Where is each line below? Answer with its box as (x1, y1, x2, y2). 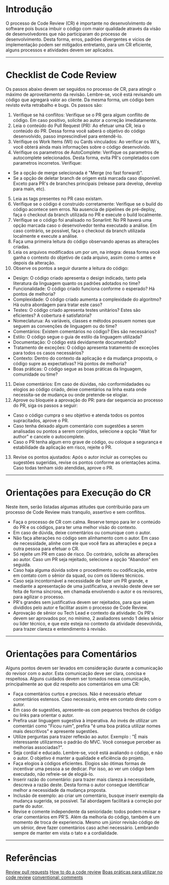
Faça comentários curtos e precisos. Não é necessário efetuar (13, 691, 142, 697)
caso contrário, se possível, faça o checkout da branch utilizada (13, 228, 145, 234)
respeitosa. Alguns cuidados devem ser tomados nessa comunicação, (6, 675, 151, 682)
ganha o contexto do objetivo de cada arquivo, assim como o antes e (13, 254, 156, 260)
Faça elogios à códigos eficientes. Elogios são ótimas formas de (13, 760, 146, 766)
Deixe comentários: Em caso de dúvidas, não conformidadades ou (13, 381, 150, 387)
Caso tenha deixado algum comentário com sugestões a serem (13, 423, 144, 429)
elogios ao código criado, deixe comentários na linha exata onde (13, 386, 147, 392)
